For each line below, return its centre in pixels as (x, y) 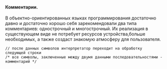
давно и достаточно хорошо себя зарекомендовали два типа (71, 23)
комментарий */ (21, 62)
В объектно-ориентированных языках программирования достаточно (81, 18)
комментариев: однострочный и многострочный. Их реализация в (77, 29)
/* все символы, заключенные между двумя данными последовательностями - (84, 57)
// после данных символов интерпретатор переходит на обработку (74, 48)
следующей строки (23, 53)
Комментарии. (22, 7)
